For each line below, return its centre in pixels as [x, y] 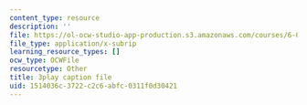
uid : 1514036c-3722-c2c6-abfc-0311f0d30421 [94, 86]
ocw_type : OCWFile [44, 60]
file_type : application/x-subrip [73, 43]
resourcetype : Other [49, 69]
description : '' [40, 26]
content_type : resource [55, 18]
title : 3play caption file [61, 78]
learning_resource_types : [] [65, 52]
